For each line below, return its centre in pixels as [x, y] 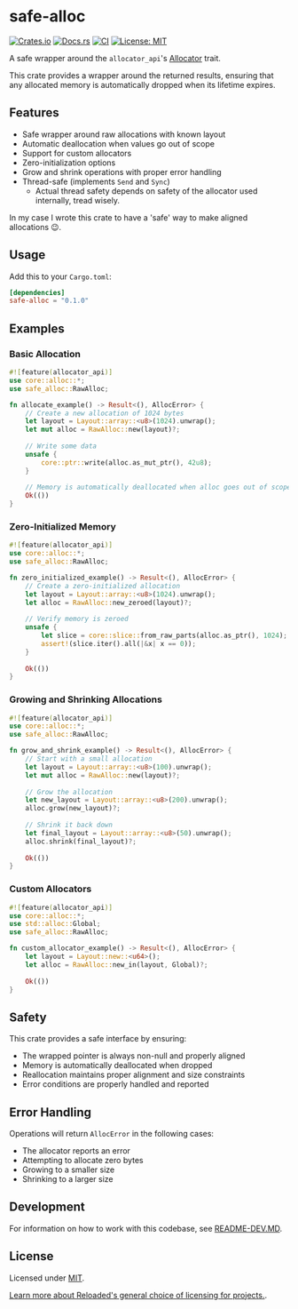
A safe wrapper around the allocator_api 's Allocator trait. [115, 58]
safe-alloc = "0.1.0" [49, 301]
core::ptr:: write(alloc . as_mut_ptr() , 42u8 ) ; [127, 463]
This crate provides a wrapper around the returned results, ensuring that [141, 75]
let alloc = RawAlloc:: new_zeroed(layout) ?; [109, 603]
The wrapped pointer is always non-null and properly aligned [133, 1056]
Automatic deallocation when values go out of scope [118, 143]
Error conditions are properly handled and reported [115, 1084]
